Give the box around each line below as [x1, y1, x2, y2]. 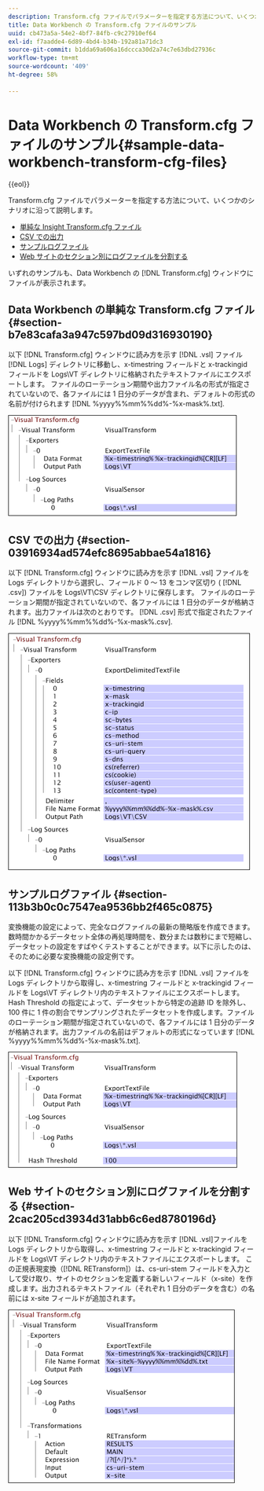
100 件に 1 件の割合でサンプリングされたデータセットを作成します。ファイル [8, 1008, 255, 1017]
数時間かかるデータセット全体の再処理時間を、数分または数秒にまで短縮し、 [8, 932, 256, 941]
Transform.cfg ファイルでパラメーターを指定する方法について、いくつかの [8, 195, 248, 204]
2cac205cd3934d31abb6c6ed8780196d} [8, 1213, 218, 1226]
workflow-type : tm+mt [8, 54, 79, 62]
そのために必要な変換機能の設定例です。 [8, 952, 139, 960]
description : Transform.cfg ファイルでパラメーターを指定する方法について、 [8, 13, 237, 20]
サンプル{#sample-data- [63, 136, 225, 153]
